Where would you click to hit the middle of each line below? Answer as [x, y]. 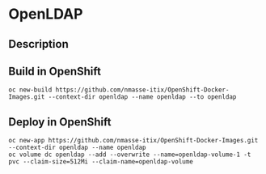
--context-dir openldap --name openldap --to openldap [142, 97]
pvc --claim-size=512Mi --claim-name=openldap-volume [101, 162]
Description [38, 44]
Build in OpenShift [55, 71]
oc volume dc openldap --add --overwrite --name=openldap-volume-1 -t [130, 155]
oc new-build [30, 90]
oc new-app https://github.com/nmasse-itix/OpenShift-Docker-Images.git [133, 141]
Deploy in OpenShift [60, 122]
